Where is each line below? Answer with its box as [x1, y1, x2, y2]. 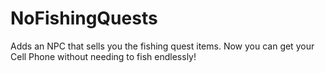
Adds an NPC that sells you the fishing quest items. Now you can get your [10, 40, 315, 52]
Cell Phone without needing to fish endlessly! [10, 50, 197, 62]
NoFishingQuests [10, 7, 158, 30]
